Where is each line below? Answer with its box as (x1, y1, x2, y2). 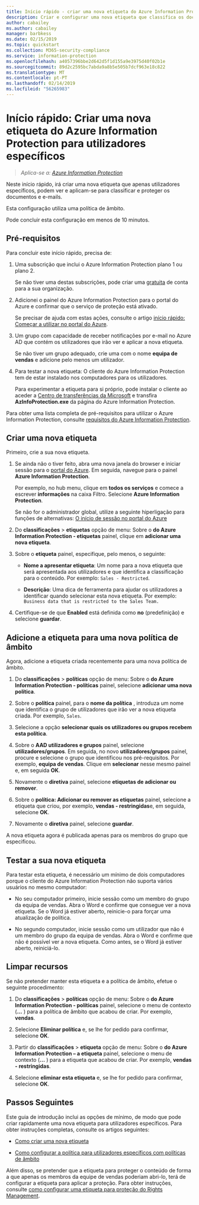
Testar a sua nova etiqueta (6, 855, 107, 865)
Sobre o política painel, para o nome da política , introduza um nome (14, 700, 184, 707)
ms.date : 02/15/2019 (6, 36, 57, 42)
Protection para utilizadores (6, 137, 146, 150)
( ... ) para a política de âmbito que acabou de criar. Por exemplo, (14, 1008, 173, 1015)
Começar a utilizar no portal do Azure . (14, 320, 108, 327)
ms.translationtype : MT (6, 69, 65, 75)
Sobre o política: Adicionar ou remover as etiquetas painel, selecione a (14, 796, 191, 804)
